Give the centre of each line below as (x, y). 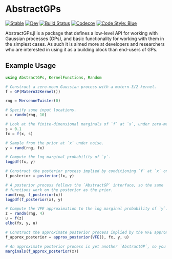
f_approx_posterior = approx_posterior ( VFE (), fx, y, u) (67, 237)
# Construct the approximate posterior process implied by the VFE (79, 232)
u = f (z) (15, 218)
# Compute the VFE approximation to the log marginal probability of (81, 209)
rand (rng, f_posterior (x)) (34, 195)
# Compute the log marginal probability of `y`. (58, 157)
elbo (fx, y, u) (21, 223)
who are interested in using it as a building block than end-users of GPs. (81, 49)
